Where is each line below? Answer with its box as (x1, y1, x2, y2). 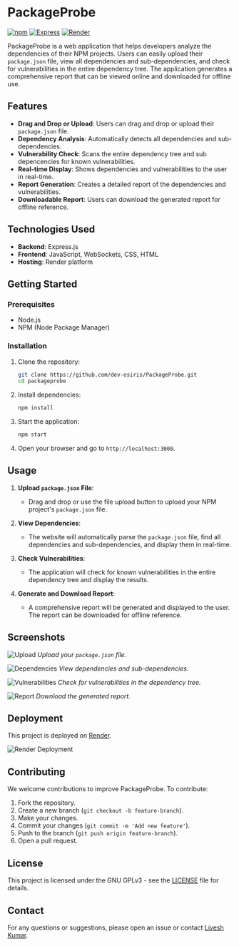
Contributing (7, 766, 66, 778)
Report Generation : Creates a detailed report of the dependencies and (17, 180, 226, 188)
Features (7, 101, 48, 113)
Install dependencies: (17, 390, 81, 400)
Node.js (17, 315, 41, 325)
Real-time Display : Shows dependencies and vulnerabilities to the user (17, 165, 228, 173)
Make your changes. (17, 814, 78, 823)
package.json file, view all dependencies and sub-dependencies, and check (7, 56, 230, 65)
